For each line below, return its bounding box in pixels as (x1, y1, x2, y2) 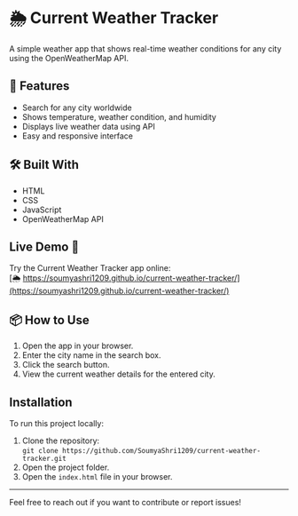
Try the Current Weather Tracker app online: (9, 263, 171, 274)
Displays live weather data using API (21, 121, 155, 131)
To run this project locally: (9, 418, 105, 428)
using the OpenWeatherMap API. (9, 52, 129, 63)
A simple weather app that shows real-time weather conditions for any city (9, 43, 282, 54)
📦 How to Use (9, 313, 90, 328)
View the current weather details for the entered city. (21, 369, 216, 379)
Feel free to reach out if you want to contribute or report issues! (9, 497, 242, 507)
